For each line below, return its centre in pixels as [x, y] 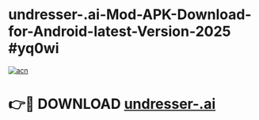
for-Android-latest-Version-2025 [120, 31]
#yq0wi [34, 48]
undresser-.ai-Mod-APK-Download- [130, 15]
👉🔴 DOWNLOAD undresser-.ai [112, 104]
